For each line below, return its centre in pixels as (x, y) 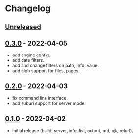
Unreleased (23, 27)
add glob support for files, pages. (46, 71)
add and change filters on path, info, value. (56, 66)
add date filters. (28, 60)
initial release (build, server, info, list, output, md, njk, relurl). (72, 131)
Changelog (28, 9)
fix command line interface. (40, 98)
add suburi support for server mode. (49, 103)
